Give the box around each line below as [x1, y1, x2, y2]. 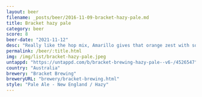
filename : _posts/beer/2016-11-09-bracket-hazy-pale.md [6, 14, 149, 20]
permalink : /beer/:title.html [6, 48, 82, 54]
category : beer [6, 25, 44, 32]
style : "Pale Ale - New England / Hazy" [6, 82, 109, 88]
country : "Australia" [6, 64, 61, 71]
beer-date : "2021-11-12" [6, 37, 69, 43]
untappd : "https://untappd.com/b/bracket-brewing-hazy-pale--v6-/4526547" [6, 59, 198, 65]
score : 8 [6, 31, 28, 37]
